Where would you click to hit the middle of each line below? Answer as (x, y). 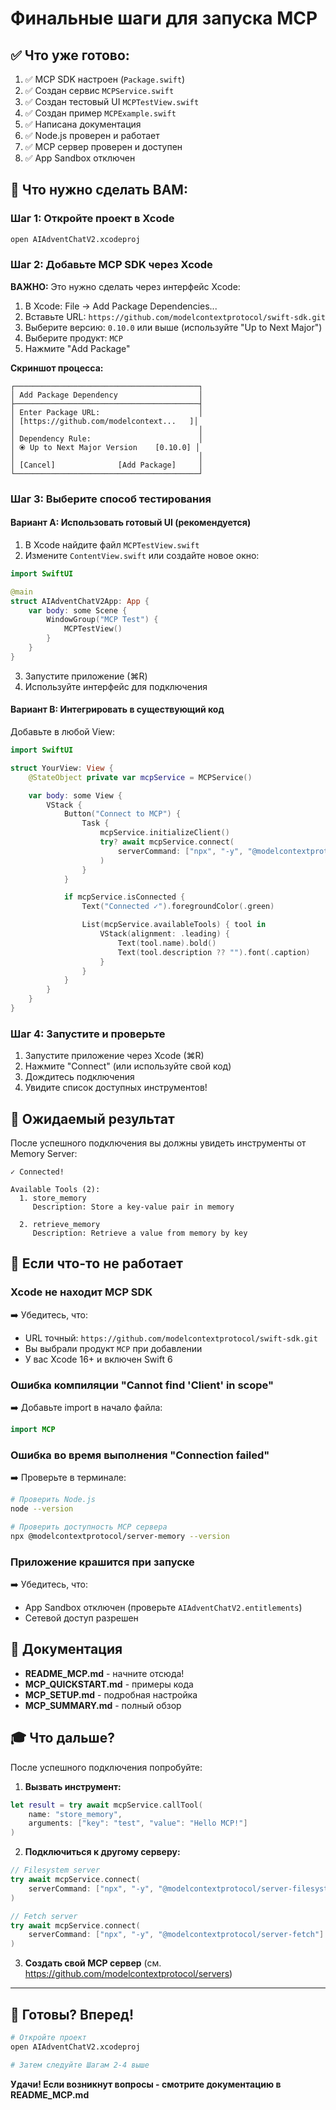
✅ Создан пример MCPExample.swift (100, 113)
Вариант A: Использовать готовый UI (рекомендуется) (131, 523)
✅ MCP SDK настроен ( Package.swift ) (105, 79)
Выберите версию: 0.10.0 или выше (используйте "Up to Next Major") (173, 327)
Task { (95, 823)
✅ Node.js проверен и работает (92, 135)
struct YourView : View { (62, 768)
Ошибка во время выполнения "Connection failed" (140, 1455)
